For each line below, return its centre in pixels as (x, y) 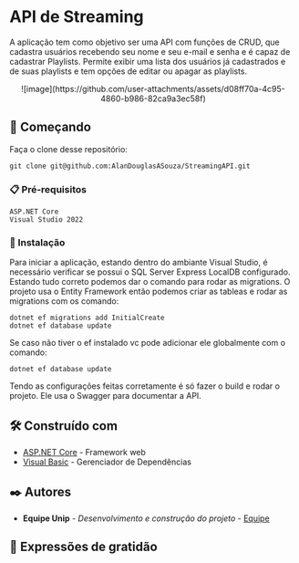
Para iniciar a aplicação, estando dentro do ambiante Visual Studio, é (139, 263)
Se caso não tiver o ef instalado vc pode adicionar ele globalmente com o (147, 343)
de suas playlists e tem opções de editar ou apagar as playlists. (129, 71)
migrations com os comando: (64, 301)
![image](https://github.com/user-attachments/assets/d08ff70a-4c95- (153, 89)
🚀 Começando (50, 127)
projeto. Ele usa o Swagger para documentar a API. (106, 396)
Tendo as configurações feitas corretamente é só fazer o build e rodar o (145, 386)
